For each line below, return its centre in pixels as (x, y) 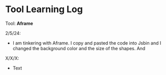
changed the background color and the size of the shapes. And (79, 48)
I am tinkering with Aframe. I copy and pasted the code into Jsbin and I (87, 43)
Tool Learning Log (44, 9)
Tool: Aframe (19, 23)
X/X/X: (12, 58)
